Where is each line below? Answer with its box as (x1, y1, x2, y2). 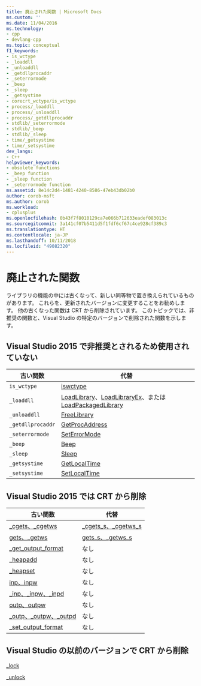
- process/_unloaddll (6, 109, 60, 115)
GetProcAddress (60, 421, 108, 429)
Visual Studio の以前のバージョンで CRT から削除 (6, 646, 189, 656)
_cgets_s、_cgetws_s (81, 522, 142, 530)
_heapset (9, 567, 35, 575)
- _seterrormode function (6, 182, 71, 188)
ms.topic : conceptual (6, 43, 60, 49)
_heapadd (9, 555, 38, 564)
